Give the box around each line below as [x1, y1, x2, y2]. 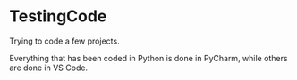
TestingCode [9, 6, 107, 27]
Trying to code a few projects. [9, 36, 120, 46]
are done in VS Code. [9, 62, 88, 73]
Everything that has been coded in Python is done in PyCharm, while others [9, 52, 288, 63]
